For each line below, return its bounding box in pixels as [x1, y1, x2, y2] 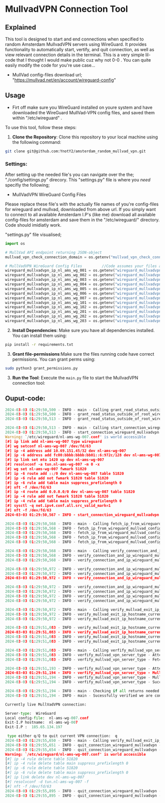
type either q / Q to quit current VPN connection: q [7, 734, 118, 738]
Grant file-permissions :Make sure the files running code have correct [12, 351, 155, 357]
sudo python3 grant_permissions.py [5, 366, 78, 370]
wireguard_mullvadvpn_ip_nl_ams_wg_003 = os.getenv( [5, 277, 115, 282]
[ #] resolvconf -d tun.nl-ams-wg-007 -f [5, 779, 89, 784]
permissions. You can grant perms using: [12, 356, 96, 362]
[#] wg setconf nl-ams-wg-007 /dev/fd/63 [5, 443, 91, 449]
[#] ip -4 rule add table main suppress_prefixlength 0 [5, 499, 122, 503]
